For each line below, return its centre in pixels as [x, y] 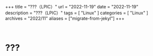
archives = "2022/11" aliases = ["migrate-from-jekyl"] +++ [65, 18]
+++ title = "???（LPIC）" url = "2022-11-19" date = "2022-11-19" [72, 7]
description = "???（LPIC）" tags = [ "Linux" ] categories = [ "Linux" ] [77, 13]
